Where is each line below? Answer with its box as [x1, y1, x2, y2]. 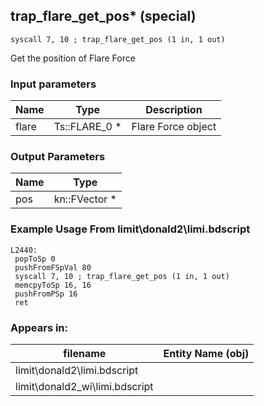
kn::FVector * [53, 192, 117, 206]
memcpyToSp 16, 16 [14, 280, 92, 290]
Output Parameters [10, 150, 106, 164]
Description [145, 103, 203, 117]
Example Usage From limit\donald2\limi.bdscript [10, 222, 251, 236]
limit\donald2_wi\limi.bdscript [15, 380, 154, 393]
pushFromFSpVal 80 [14, 262, 92, 273]
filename [63, 347, 107, 360]
